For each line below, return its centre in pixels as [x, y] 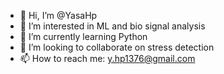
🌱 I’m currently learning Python [83, 36]
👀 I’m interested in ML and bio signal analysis [112, 26]
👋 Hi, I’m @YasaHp [58, 15]
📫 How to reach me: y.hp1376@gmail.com [107, 58]
